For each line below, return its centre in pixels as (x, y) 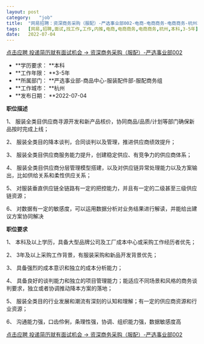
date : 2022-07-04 (31, 35)
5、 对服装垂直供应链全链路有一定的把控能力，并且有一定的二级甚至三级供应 (102, 188)
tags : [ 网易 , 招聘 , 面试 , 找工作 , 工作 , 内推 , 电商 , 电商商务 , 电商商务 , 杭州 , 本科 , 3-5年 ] (102, 29)
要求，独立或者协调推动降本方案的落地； (62, 288)
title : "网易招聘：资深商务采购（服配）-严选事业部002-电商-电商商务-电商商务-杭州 (102, 23)
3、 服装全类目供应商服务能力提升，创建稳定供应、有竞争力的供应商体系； (99, 155)
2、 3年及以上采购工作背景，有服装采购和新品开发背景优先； (82, 255)
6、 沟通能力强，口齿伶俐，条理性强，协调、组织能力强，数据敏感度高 (94, 322)
